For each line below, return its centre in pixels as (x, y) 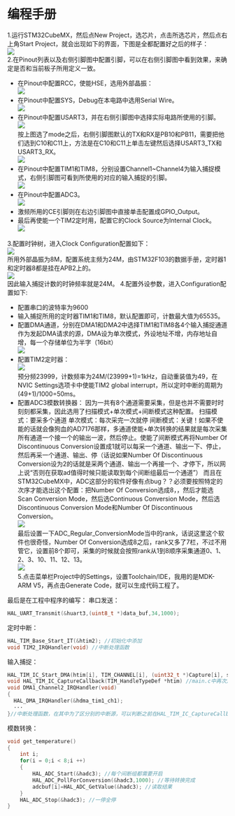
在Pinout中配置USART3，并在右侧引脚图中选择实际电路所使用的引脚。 (119, 117)
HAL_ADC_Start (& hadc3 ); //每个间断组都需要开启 (98, 774)
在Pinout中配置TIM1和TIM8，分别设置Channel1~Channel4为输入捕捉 (116, 169)
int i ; (29, 754)
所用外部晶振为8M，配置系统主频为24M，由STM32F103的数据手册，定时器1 (117, 259)
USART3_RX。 (38, 152)
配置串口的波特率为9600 (53, 307)
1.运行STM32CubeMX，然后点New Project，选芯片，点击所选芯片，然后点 (114, 35)
